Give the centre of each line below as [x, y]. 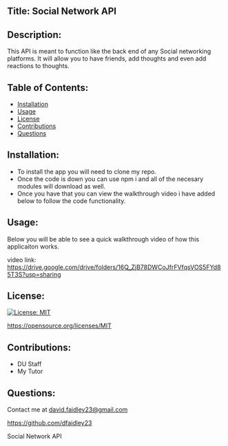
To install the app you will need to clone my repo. [87, 171]
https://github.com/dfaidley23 [50, 423]
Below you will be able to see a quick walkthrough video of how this [103, 239]
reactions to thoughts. [39, 66]
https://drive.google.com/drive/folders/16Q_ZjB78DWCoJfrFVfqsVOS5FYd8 [114, 267]
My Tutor [30, 372]
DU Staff [29, 364]
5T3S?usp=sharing [34, 274]
